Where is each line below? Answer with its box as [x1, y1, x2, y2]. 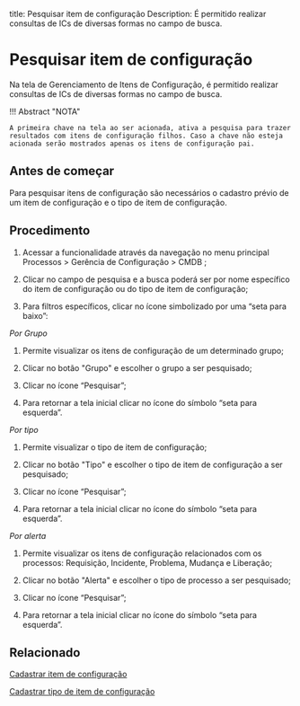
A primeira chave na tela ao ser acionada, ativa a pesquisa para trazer [9, 123, 292, 132]
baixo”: [22, 310, 49, 321]
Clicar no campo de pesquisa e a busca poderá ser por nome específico [22, 274, 290, 285]
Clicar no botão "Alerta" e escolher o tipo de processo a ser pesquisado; [22, 575, 292, 586]
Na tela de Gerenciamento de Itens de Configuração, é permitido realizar [9, 79, 278, 90]
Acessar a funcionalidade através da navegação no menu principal [22, 247, 269, 258]
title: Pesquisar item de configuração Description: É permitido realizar [9, 9, 267, 19]
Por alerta [9, 530, 47, 541]
